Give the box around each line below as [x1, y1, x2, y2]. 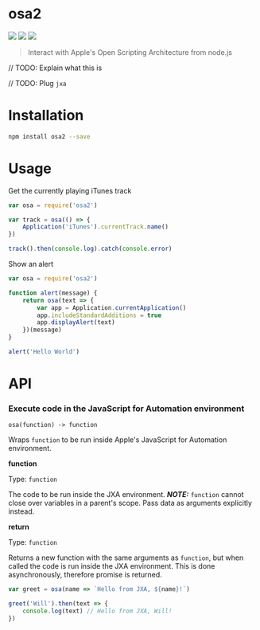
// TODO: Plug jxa [8, 78, 67, 88]
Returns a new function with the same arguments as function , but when [8, 553, 244, 562]
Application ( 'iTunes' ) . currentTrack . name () [22, 223, 169, 231]
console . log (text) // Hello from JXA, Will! [22, 607, 173, 616]
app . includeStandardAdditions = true [37, 311, 161, 319]
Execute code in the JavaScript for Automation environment [8, 403, 245, 414]
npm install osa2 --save [8, 132, 91, 140]
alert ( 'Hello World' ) [8, 348, 80, 356]
